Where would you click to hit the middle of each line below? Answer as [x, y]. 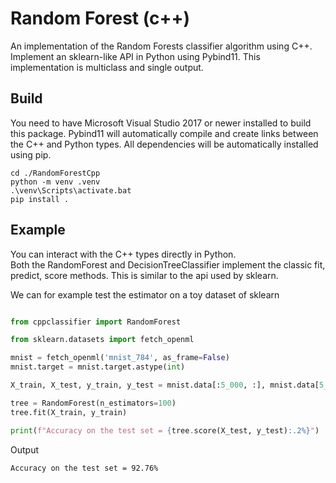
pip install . [40, 199]
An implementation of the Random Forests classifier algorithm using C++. [161, 46]
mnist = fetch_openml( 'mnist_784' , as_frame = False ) [120, 358]
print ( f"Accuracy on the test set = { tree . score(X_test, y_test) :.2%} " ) [165, 430]
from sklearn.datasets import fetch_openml [102, 340]
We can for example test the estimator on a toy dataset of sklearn [145, 294]
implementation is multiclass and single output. [107, 67]
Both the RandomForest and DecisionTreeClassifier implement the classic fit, [168, 264]
